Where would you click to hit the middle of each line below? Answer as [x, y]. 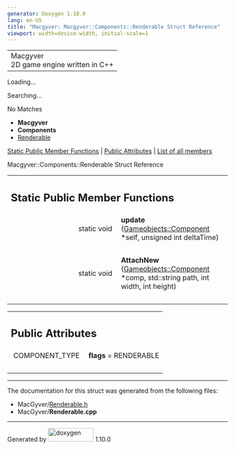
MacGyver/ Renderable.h [52, 405]
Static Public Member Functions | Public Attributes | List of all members [110, 151]
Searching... [24, 96]
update [133, 220]
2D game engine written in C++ [62, 65]
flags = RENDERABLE [124, 356]
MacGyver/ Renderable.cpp [57, 412]
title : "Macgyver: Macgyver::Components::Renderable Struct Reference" [114, 27]
